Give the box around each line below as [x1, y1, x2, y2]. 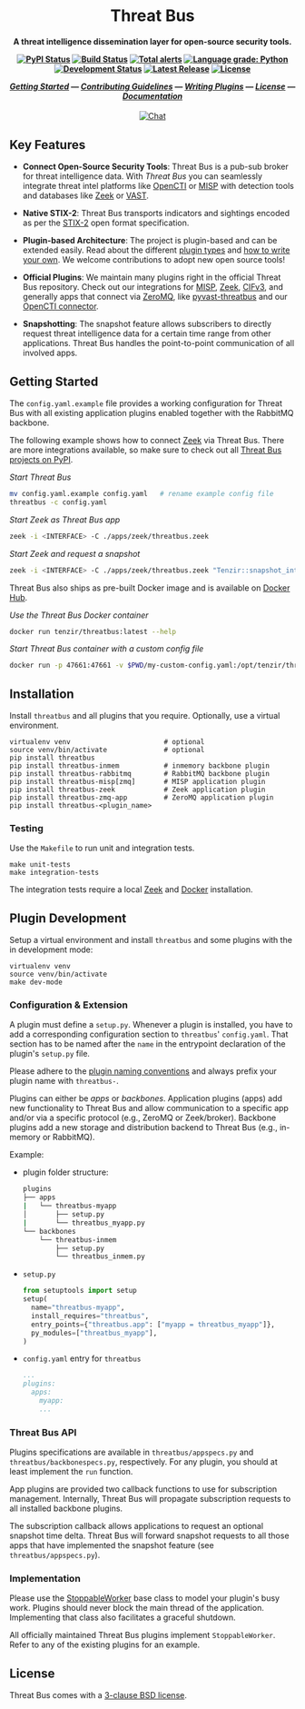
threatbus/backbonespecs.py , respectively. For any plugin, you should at [9, 1456, 279, 1467]
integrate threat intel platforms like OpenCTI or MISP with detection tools [22, 181, 295, 192]
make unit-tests [9, 860, 71, 869]
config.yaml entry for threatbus [22, 1353, 142, 1364]
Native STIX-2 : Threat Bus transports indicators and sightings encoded [22, 208, 290, 219]
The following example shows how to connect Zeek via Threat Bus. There [9, 435, 284, 446]
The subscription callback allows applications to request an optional [9, 1521, 264, 1532]
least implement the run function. [9, 1466, 133, 1477]
